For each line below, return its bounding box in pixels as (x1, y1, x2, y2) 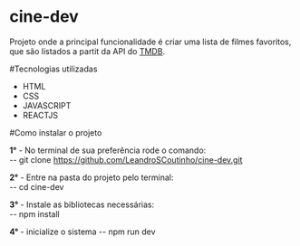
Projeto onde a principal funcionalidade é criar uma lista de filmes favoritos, (9, 36, 292, 47)
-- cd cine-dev (9, 181, 64, 192)
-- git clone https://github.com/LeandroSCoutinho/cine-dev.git (9, 154, 243, 165)
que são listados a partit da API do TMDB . (9, 45, 166, 56)
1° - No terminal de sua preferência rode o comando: (9, 145, 207, 156)
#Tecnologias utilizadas (9, 63, 98, 74)
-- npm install (9, 208, 61, 219)
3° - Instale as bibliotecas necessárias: (9, 199, 155, 210)
